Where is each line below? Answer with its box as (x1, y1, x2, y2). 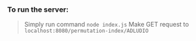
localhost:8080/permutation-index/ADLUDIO (24, 27, 149, 35)
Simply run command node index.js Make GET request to (24, 20, 189, 29)
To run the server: (7, 5, 69, 14)
